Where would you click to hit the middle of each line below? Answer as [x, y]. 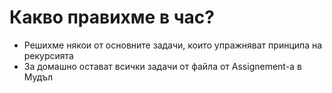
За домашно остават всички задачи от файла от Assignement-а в [162, 66]
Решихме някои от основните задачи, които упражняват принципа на [173, 45]
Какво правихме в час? [112, 17]
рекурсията [48, 55]
